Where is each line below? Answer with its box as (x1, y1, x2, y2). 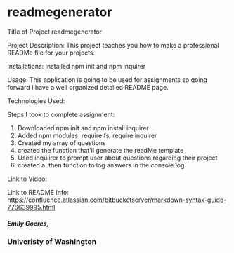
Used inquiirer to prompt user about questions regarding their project (17, 153, 218, 162)
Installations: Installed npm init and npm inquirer (7, 62, 146, 70)
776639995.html (7, 203, 56, 211)
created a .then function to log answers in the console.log (17, 160, 185, 169)
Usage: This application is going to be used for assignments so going (7, 75, 208, 84)
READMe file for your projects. (7, 48, 96, 57)
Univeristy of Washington (7, 236, 97, 246)
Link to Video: (7, 175, 48, 183)
